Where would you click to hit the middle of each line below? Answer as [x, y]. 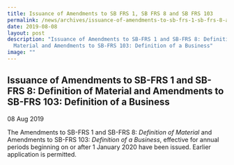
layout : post [26, 33]
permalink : [23, 20]
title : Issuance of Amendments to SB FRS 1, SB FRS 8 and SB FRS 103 [110, 14]
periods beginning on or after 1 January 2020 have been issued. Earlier [109, 147]
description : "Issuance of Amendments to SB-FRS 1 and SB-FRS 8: [104, 40]
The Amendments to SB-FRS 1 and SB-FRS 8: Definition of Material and [110, 132]
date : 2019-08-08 [32, 26]
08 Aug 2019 [25, 119]
